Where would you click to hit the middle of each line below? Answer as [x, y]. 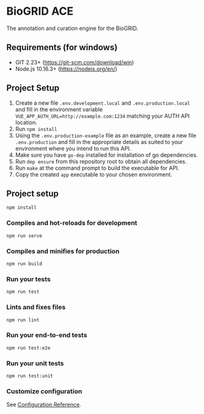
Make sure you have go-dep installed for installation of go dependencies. [106, 155]
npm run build [25, 264]
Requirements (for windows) [62, 47]
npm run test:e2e [28, 348]
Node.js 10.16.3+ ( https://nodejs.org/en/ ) [66, 69]
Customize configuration [44, 391]
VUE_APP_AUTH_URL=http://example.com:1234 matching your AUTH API [102, 116]
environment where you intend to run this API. [73, 148]
